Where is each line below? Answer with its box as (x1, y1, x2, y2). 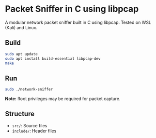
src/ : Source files (12, 122, 47, 128)
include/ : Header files (12, 128, 57, 134)
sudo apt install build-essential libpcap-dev (5, 56, 101, 61)
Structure (5, 110, 35, 118)
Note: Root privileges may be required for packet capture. (5, 96, 121, 102)
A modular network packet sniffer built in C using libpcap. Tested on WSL (5, 19, 152, 25)
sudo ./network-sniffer (5, 87, 53, 92)
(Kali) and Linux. (5, 24, 38, 30)
